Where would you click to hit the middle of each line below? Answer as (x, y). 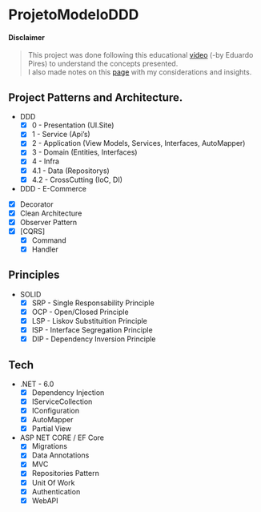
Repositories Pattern (66, 474)
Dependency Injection (68, 392)
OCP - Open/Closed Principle (80, 312)
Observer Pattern (48, 222)
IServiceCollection (62, 401)
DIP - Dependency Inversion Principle (94, 339)
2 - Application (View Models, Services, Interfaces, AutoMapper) (139, 143)
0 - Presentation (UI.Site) (73, 125)
